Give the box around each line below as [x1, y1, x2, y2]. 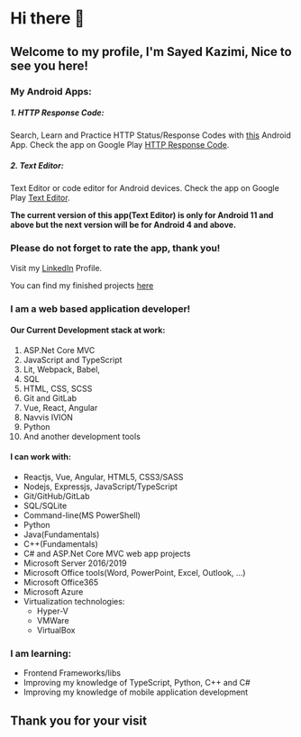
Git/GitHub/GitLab [23, 491, 90, 502]
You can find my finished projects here [10, 279, 154, 291]
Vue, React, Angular [23, 402, 98, 413]
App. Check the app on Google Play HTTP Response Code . [10, 140, 230, 150]
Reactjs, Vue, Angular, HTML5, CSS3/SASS [23, 472, 184, 483]
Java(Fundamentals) [23, 529, 100, 540]
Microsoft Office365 [23, 577, 98, 588]
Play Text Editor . [10, 193, 70, 204]
